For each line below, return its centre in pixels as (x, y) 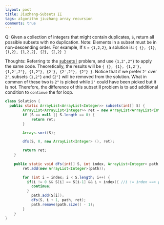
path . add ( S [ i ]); (48, 196)
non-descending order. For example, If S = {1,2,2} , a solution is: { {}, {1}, (81, 47)
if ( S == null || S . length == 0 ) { (59, 115)
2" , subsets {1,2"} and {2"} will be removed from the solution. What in (76, 77)
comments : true (20, 23)
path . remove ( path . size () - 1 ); (63, 205)
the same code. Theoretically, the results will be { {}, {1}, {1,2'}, (73, 66)
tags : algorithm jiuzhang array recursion (49, 19)
